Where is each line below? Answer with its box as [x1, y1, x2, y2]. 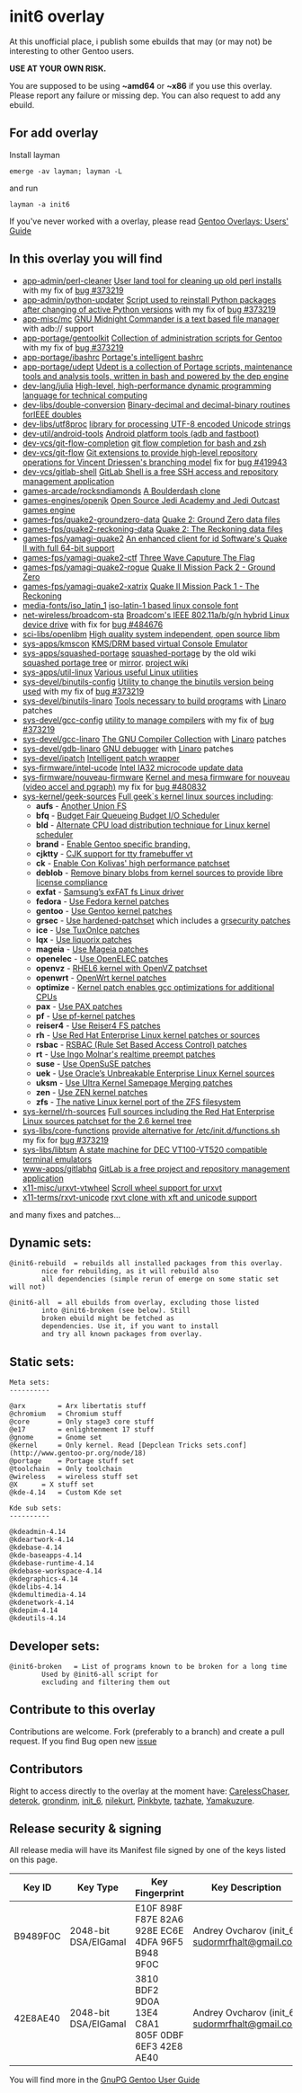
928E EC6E [134, 1925, 184, 1938]
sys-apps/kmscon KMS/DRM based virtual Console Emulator [22, 638, 248, 649]
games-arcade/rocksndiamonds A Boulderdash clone [22, 485, 221, 496]
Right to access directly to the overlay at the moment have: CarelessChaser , [9, 1786, 290, 1796]
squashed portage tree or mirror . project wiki [22, 657, 189, 668]
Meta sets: [9, 1378, 50, 1388]
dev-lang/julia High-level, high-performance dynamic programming [22, 380, 271, 391]
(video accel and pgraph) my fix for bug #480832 [22, 781, 207, 792]
